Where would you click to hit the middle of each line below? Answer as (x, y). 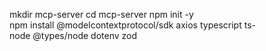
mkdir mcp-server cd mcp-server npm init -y (101, 14)
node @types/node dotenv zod (73, 35)
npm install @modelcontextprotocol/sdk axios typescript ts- (132, 25)
